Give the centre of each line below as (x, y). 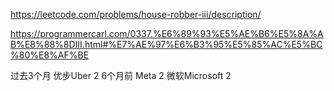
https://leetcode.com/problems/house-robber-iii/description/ (136, 14)
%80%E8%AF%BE (50, 55)
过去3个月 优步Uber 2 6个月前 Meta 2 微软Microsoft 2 (121, 75)
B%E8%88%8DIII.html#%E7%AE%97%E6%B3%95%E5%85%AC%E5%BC (166, 44)
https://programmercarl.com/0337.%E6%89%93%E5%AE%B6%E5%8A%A (167, 33)
